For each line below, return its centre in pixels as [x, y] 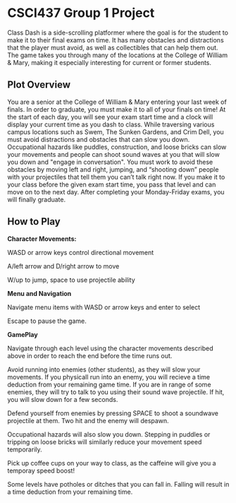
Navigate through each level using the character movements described [110, 348]
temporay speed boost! [41, 471]
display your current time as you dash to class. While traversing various [111, 124]
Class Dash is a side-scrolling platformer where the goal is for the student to [118, 32]
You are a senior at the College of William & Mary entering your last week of [117, 102]
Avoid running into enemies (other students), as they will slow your [104, 369]
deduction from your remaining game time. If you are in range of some [109, 384]
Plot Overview [39, 85]
